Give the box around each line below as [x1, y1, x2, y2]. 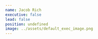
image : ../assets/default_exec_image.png [5, 26, 93, 31]
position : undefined [5, 21, 49, 27]
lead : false [5, 17, 30, 22]
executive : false [5, 12, 42, 17]
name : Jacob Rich [5, 7, 42, 13]
